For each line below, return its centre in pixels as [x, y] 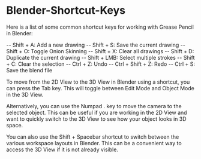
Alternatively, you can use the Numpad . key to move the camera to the [94, 106]
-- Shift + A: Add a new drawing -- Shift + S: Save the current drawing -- [96, 45]
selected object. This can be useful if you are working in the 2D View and [97, 112]
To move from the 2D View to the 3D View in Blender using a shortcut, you [98, 82]
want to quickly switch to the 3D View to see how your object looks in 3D [97, 119]
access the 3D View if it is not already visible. [62, 149]
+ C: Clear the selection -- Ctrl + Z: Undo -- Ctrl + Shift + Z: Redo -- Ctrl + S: [101, 64]
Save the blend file [29, 70]
